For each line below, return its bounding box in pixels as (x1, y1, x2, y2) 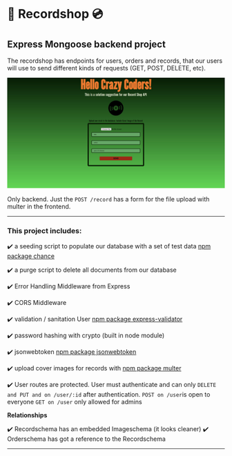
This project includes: (7, 226, 82, 235)
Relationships (7, 411, 48, 419)
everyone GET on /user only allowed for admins (7, 398, 143, 406)
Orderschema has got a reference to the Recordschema (7, 435, 166, 443)
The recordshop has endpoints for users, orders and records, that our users (7, 57, 223, 65)
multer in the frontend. (7, 202, 71, 210)
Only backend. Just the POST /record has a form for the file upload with (7, 195, 210, 203)
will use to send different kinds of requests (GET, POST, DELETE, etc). (7, 64, 206, 72)
